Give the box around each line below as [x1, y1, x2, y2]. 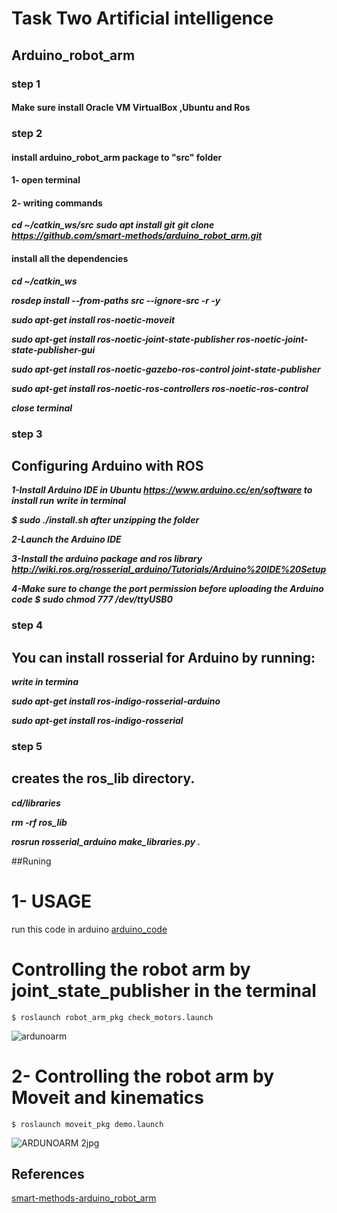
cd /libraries [11, 797, 61, 809]
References [11, 1166, 85, 1183]
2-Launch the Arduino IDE [11, 533, 122, 546]
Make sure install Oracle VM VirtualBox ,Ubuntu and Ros [11, 102, 251, 114]
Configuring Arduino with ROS [11, 457, 204, 474]
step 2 [11, 127, 43, 141]
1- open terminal [11, 174, 81, 186]
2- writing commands [11, 197, 103, 209]
